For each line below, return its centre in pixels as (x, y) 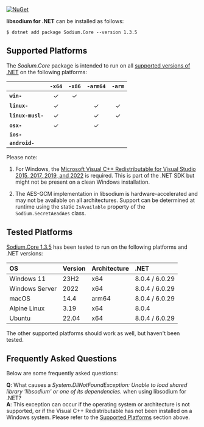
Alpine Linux (27, 308)
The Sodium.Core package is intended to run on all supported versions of (98, 65)
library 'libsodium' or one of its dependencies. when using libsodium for (97, 392)
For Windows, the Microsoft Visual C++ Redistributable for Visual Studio (105, 169)
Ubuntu (20, 318)
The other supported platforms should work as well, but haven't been (93, 333)
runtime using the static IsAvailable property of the (80, 206)
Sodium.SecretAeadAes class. (51, 213)
